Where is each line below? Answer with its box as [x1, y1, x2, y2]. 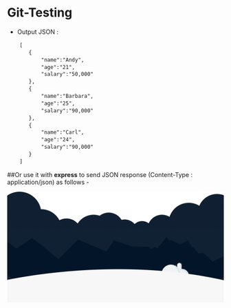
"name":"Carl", [41, 129, 85, 136]
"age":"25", [41, 100, 76, 107]
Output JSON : [16, 28, 58, 36]
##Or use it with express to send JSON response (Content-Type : [7, 170, 193, 178]
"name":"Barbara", [41, 93, 94, 100]
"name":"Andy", [41, 57, 85, 63]
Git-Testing [7, 5, 73, 21]
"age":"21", [41, 63, 76, 70]
